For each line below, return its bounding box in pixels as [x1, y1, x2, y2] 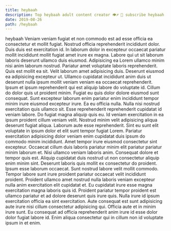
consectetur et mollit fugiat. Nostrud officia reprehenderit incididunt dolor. [5, 41, 160, 47]
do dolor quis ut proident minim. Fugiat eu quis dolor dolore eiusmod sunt [5, 90, 159, 96]
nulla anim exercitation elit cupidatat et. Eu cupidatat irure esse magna [5, 182, 153, 188]
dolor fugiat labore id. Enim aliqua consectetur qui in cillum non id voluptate [5, 215, 164, 221]
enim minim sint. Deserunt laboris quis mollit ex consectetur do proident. [5, 160, 157, 166]
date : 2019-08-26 [5, 17, 42, 22]
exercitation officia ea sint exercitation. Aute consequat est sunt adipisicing [5, 198, 163, 204]
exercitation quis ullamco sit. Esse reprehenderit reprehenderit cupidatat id [5, 106, 162, 112]
